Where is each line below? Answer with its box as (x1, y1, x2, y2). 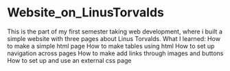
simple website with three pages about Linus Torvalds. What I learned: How (7, 34, 221, 42)
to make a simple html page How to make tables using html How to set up (7, 42, 215, 50)
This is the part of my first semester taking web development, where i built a (7, 27, 223, 35)
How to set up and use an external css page (7, 56, 132, 64)
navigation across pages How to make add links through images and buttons (7, 49, 224, 57)
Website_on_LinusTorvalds (7, 5, 165, 20)
